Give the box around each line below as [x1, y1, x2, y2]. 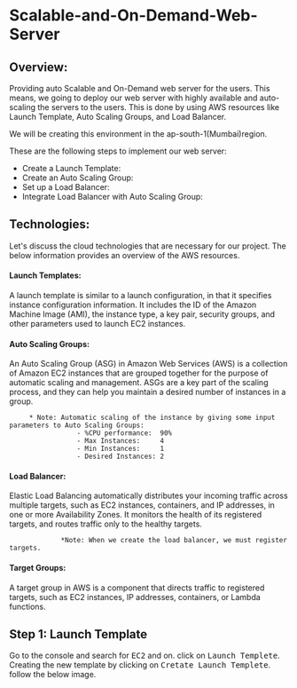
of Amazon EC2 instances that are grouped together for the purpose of [9, 368, 269, 378]
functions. [9, 601, 46, 612]
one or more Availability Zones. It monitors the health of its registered [9, 510, 262, 520]
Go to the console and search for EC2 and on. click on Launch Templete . [9, 650, 281, 661]
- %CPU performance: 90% [76, 429, 173, 438]
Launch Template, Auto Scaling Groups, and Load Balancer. [9, 112, 227, 122]
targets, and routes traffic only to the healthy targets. [9, 518, 202, 529]
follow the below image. [9, 669, 97, 680]
